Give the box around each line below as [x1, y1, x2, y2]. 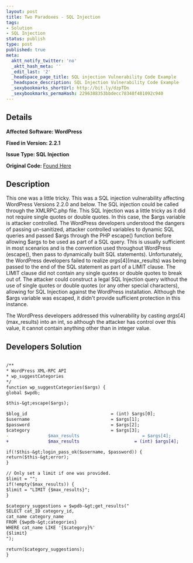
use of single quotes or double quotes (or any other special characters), [6, 282, 180, 289]
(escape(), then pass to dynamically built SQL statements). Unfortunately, [6, 251, 183, 258]
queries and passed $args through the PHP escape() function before [6, 232, 172, 239]
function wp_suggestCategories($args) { [6, 384, 106, 390]
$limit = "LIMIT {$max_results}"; [6, 487, 91, 492]
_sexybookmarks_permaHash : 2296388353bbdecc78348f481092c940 [11, 91, 164, 96]
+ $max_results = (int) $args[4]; [6, 438, 180, 444]
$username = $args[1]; [6, 417, 140, 423]
